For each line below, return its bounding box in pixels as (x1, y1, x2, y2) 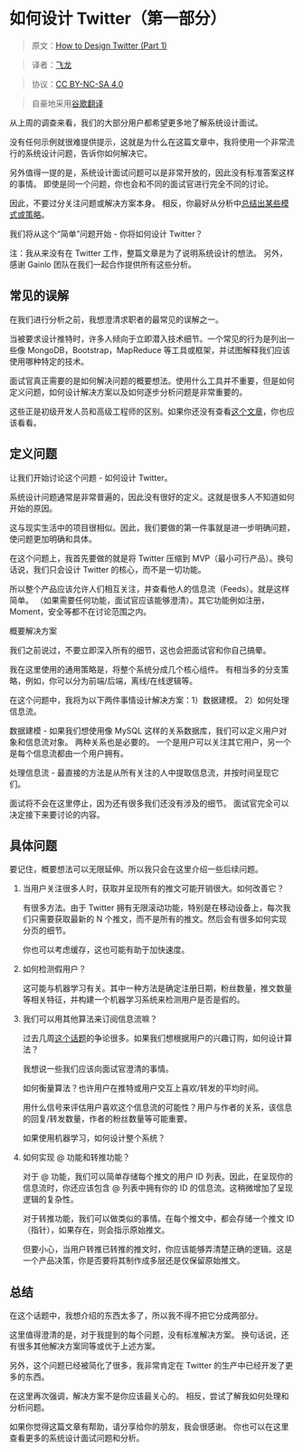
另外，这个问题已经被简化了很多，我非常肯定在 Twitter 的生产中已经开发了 (9, 1360, 286, 1371)
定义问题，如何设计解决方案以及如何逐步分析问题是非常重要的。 (9, 387, 247, 397)
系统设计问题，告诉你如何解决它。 (24, 147, 152, 159)
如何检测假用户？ (22, 964, 87, 975)
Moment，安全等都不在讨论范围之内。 (9, 605, 152, 617)
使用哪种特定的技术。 (9, 356, 89, 367)
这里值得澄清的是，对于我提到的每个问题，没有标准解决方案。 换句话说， (9, 1329, 281, 1340)
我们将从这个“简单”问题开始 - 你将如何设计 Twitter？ (9, 228, 204, 239)
